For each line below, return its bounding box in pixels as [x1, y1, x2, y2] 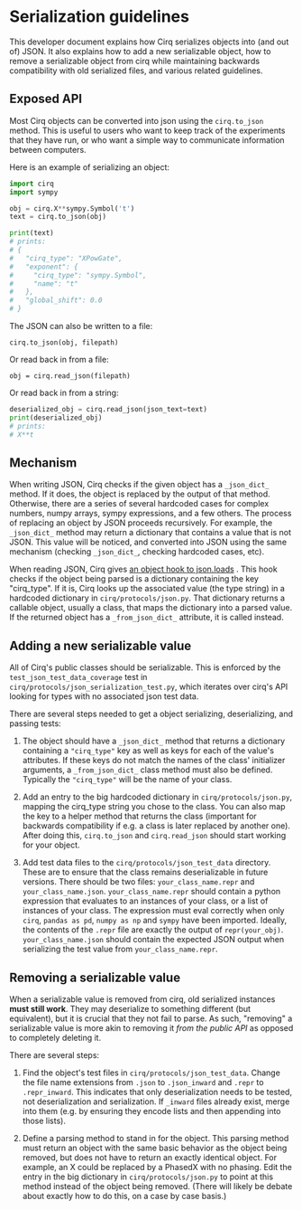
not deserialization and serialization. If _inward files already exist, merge [22, 1096, 290, 1107]
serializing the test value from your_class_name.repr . [22, 943, 218, 955]
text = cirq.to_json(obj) [9, 213, 106, 222]
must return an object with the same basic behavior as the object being [22, 1142, 288, 1153]
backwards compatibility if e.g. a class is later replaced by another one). [22, 820, 291, 831]
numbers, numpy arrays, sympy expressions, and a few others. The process [9, 508, 292, 519]
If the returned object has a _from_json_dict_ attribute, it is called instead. [9, 612, 284, 623]
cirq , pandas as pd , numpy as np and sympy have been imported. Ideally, [22, 915, 288, 926]
